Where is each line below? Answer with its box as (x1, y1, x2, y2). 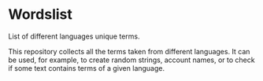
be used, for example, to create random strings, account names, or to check (8, 55, 255, 64)
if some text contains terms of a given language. (8, 63, 165, 72)
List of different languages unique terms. (8, 31, 140, 41)
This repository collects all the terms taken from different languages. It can (8, 46, 250, 56)
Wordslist (8, 6, 72, 24)
